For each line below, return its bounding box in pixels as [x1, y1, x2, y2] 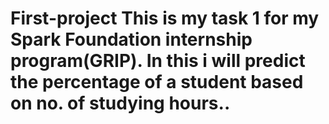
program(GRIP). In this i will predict [10, 50, 306, 72]
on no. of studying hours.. [10, 92, 231, 115]
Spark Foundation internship [10, 28, 253, 51]
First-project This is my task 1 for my [10, 7, 320, 30]
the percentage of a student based [10, 71, 304, 94]
